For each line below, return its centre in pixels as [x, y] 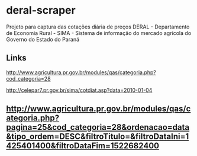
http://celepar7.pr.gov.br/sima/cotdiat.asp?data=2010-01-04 [79, 90]
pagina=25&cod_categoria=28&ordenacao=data [98, 127]
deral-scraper [41, 10]
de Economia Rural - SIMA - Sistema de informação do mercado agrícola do [99, 33]
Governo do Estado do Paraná [43, 39]
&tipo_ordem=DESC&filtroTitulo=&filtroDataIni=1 [98, 137]
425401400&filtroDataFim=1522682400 [83, 146]
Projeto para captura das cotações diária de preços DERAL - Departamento [98, 27]
